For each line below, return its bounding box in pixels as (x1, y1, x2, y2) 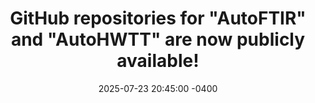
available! (116, 50, 200, 72)
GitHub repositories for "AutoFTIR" (9, 7, 307, 30)
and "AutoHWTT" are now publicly (10, 28, 306, 51)
